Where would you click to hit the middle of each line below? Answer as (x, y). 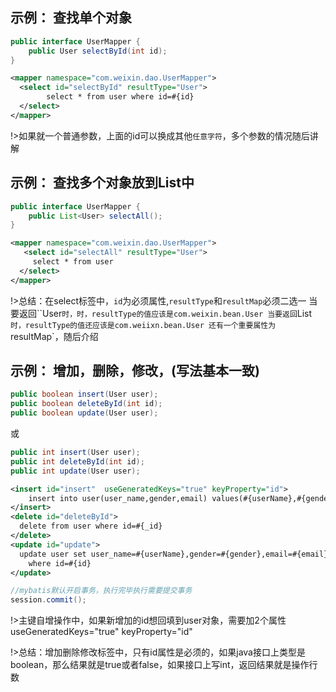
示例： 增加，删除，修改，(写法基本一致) (135, 371)
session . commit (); (48, 600)
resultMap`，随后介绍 (54, 336)
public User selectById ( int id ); (98, 51)
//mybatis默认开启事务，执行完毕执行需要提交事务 (101, 591)
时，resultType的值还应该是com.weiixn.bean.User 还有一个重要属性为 (143, 325)
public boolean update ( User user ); (84, 413)
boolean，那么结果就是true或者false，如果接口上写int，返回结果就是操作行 (164, 665)
